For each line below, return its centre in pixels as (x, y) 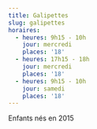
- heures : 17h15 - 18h (52, 60)
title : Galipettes (38, 15)
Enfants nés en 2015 (41, 118)
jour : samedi (44, 88)
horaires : (24, 30)
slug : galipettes (37, 23)
